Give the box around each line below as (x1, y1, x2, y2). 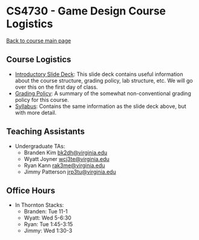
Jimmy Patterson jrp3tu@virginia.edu (23, 168, 116, 175)
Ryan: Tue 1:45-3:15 (23, 221, 73, 228)
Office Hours (6, 185, 55, 195)
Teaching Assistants (6, 127, 85, 137)
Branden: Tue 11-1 (23, 208, 68, 215)
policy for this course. (14, 96, 69, 103)
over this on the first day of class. (14, 83, 98, 90)
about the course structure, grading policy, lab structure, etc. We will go (14, 77, 194, 84)
